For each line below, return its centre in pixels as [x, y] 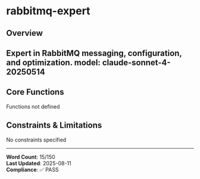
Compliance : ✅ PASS [32, 169]
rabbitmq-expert [48, 11]
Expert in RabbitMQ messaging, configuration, [94, 53]
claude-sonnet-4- [136, 62]
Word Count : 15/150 [31, 157]
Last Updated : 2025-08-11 [39, 163]
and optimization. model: [54, 62]
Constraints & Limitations [54, 126]
